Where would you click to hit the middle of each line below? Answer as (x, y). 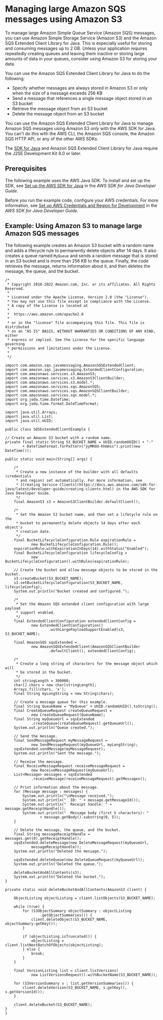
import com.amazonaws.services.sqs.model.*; (51, 395)
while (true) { (29, 907)
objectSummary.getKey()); (31, 924)
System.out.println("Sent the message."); (57, 753)
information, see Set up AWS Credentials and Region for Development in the (81, 205)
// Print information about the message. (56, 787)
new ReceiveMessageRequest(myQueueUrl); (72, 770)
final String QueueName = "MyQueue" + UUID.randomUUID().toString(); (86, 706)
